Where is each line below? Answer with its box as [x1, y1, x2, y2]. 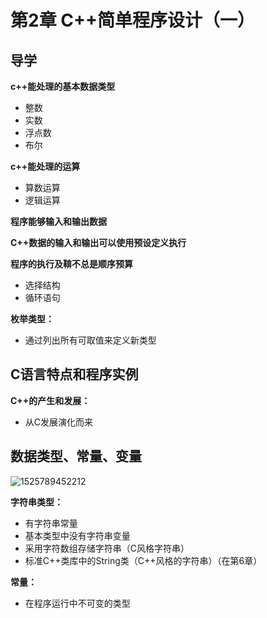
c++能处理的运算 [10, 161, 81, 172]
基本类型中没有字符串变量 [24, 529, 131, 541]
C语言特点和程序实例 [10, 366, 139, 383]
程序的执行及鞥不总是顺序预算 [10, 258, 133, 270]
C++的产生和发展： [10, 394, 91, 406]
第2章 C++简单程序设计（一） [10, 9, 255, 32]
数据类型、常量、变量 [10, 448, 142, 465]
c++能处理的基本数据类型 [10, 81, 116, 92]
